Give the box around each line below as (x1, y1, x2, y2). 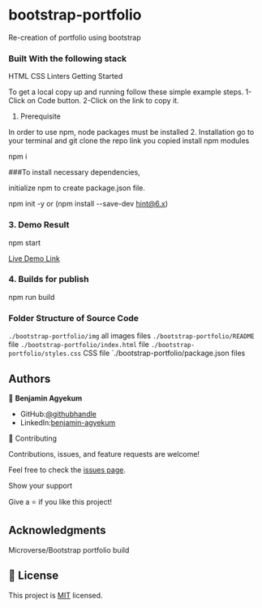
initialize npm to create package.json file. (8, 183, 146, 193)
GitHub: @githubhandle (19, 409, 97, 419)
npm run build (8, 292, 55, 302)
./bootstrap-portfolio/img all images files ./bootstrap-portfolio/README (8, 331, 255, 341)
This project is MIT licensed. (8, 590, 103, 600)
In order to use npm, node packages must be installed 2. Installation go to (8, 128, 255, 137)
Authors (8, 371, 51, 385)
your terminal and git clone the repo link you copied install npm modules (8, 136, 250, 145)
